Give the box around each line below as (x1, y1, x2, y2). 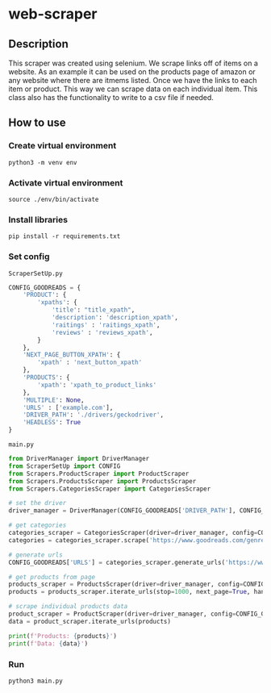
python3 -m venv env (8, 158, 78, 166)
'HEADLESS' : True (23, 419, 81, 427)
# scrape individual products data (8, 603, 128, 611)
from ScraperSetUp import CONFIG (8, 461, 121, 470)
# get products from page (8, 573, 95, 581)
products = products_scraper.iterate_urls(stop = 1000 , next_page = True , (8, 588, 251, 596)
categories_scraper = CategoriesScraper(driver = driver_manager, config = (8, 529, 258, 537)
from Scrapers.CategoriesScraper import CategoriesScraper (8, 485, 211, 493)
